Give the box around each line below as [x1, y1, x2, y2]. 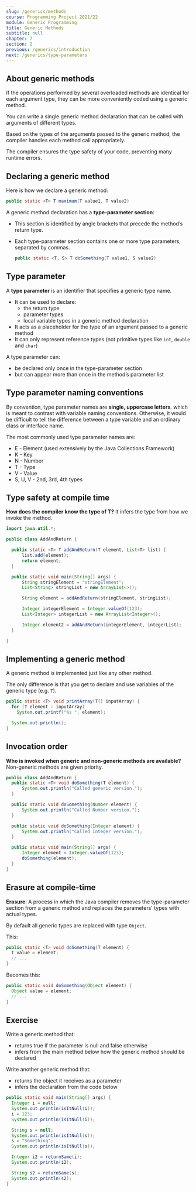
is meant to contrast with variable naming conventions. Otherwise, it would [6, 409, 186, 416]
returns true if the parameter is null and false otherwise [14, 1042, 148, 1049]
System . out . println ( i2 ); [11, 1160, 72, 1166]
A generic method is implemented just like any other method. [6, 670, 153, 677]
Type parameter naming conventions [6, 388, 144, 398]
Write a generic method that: [6, 1031, 75, 1038]
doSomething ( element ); [21, 855, 77, 861]
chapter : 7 [6, 36, 33, 42]
